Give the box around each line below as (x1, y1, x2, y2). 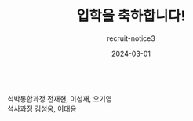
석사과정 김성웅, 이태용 (7, 104, 77, 113)
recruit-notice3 (106, 33, 156, 43)
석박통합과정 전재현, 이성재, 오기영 (7, 93, 113, 103)
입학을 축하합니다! (76, 7, 186, 25)
